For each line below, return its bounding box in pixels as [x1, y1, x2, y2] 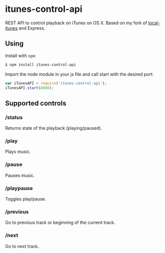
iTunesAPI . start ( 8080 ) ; [5, 85, 54, 90]
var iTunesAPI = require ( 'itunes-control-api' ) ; [5, 81, 107, 86]
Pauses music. [5, 172, 35, 178]
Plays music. [5, 149, 31, 154]
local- [148, 20, 160, 26]
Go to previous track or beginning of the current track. [5, 219, 116, 226]
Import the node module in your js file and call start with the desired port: [5, 71, 154, 77]
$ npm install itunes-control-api [5, 62, 77, 67]
